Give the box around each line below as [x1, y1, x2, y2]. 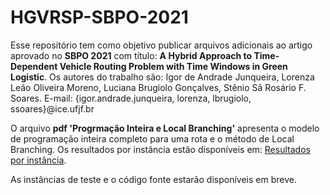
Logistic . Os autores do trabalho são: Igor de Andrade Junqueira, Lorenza [10, 71, 315, 83]
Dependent [10, 60, 58, 72]
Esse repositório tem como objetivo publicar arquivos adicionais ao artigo [10, 39, 313, 51]
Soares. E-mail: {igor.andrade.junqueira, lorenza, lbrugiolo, [10, 92, 252, 104]
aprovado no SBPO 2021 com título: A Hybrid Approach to [10, 49, 253, 61]
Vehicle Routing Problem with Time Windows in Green [59, 60, 288, 72]
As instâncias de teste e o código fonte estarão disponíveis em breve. [10, 173, 297, 185]
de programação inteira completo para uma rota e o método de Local [10, 132, 295, 145]
